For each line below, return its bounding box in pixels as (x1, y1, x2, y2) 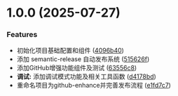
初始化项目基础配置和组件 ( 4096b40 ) (16, 47, 124, 55)
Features (6, 30, 38, 40)
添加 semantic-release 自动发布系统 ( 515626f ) (16, 55, 150, 63)
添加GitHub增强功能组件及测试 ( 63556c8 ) (16, 64, 137, 72)
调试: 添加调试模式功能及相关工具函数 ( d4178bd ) (16, 72, 157, 81)
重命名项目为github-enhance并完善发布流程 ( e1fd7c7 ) (16, 81, 171, 90)
